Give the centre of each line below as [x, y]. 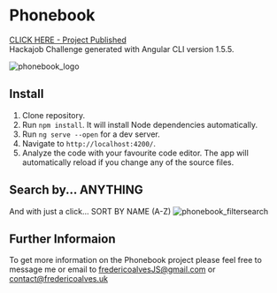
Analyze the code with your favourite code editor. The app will [135, 153]
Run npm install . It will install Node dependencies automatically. [140, 124]
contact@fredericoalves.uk [59, 279]
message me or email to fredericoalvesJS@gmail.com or [112, 269]
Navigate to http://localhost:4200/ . [89, 143]
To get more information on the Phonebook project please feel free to [136, 260]
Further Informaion [62, 239]
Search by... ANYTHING [76, 190]
